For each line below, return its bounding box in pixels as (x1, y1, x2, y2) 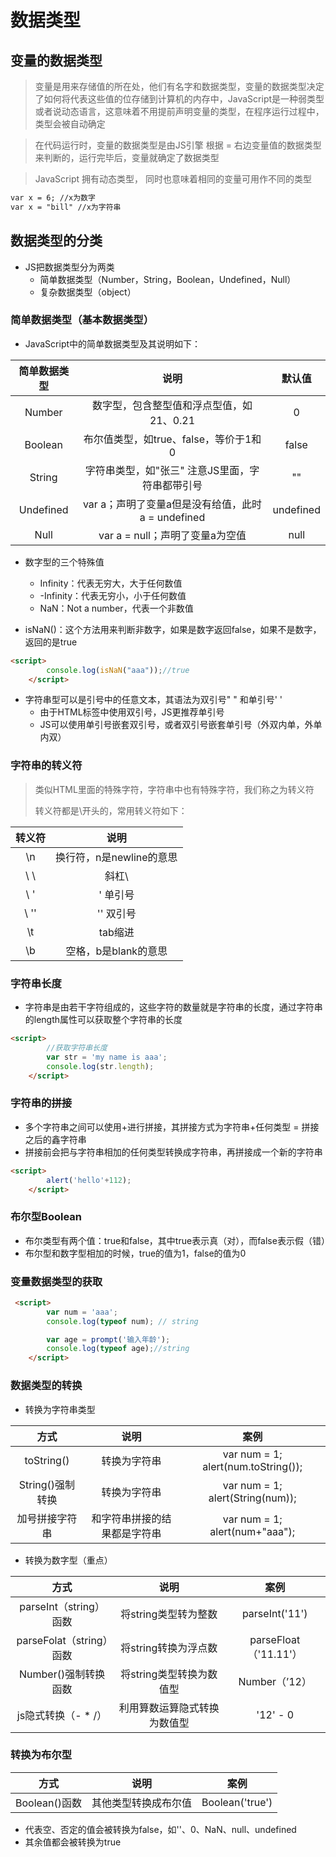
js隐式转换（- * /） (16, 1708, 108, 1722)
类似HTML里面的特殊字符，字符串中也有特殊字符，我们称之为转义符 (34, 783, 315, 795)
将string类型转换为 (120, 1667, 208, 1681)
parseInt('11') (241, 1606, 308, 1620)
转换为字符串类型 (24, 1403, 96, 1415)
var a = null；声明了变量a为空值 (98, 528, 247, 542)
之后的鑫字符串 (24, 1133, 87, 1145)
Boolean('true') (201, 1795, 273, 1809)
